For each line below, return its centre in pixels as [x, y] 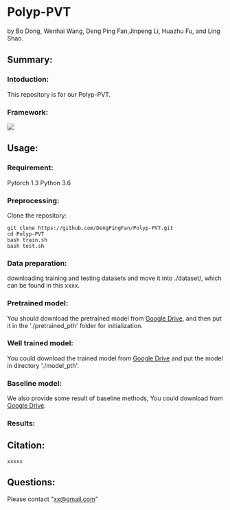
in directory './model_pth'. [43, 365]
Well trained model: [41, 343]
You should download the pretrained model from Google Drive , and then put [114, 318]
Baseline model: [34, 383]
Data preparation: [37, 263]
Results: [21, 424]
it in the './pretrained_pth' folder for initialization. [75, 325]
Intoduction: [28, 80]
